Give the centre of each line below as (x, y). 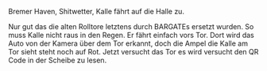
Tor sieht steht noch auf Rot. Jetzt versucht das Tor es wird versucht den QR (133, 52)
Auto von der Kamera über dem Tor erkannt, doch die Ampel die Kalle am (128, 43)
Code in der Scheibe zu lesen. (58, 60)
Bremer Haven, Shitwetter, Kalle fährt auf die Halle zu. (97, 11)
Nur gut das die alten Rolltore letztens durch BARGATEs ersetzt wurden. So (131, 26)
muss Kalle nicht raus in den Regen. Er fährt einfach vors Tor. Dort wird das (131, 35)
